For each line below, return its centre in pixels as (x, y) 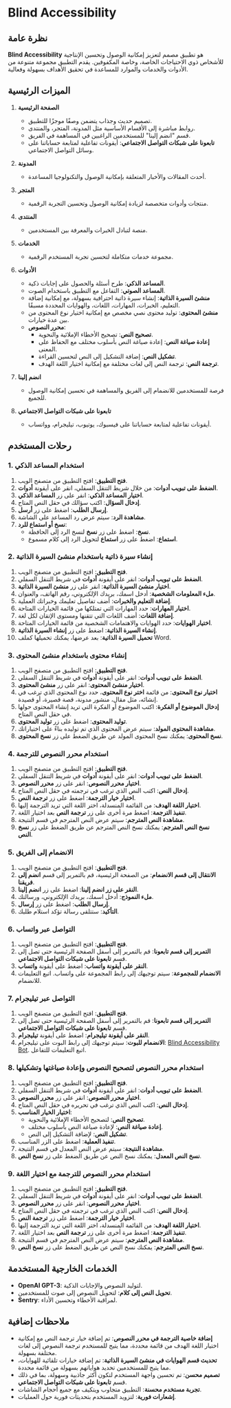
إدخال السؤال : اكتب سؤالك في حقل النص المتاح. (79, 502)
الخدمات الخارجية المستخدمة (63, 1269)
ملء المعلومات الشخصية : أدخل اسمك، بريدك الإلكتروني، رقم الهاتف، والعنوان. (117, 594)
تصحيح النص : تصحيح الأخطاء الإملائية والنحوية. (96, 334)
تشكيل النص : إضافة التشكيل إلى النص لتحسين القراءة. (107, 356)
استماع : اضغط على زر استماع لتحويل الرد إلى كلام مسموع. (103, 539)
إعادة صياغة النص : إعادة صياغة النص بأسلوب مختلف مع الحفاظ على (124, 341)
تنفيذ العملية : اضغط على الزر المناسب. (67, 1141)
